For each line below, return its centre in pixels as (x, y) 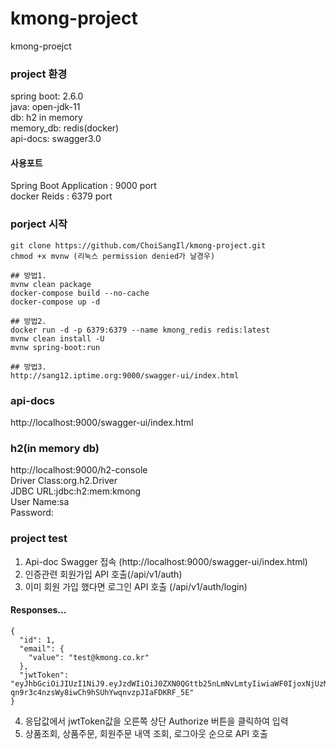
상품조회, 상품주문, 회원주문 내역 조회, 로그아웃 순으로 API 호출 (146, 733)
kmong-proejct (41, 46)
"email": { (42, 648)
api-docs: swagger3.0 (56, 139)
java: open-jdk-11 (45, 107)
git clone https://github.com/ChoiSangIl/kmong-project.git (138, 245)
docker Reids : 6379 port (61, 196)
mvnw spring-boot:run (55, 347)
